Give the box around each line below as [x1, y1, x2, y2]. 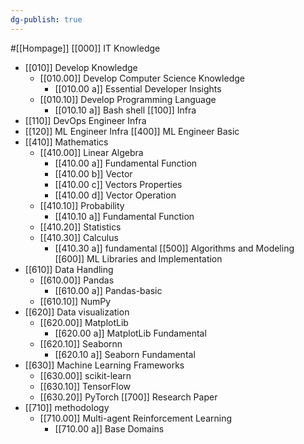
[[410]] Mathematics [24, 136, 109, 148]
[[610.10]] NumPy [39, 295, 112, 307]
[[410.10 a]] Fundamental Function [54, 210, 195, 222]
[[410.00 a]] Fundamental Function [54, 157, 198, 169]
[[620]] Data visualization [24, 306, 130, 318]
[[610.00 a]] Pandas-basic [54, 284, 163, 296]
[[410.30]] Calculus [39, 231, 119, 243]
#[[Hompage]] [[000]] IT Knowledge [10, 42, 161, 54]
